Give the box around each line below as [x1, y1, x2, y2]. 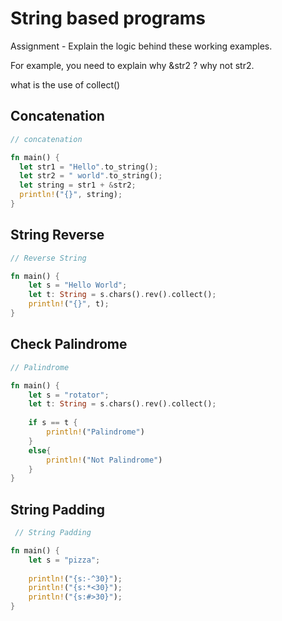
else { [28, 445, 52, 456]
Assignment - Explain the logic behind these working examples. [10, 40, 273, 52]
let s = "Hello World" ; [28, 280, 128, 291]
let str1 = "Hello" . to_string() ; [19, 162, 159, 172]
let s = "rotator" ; [28, 390, 110, 400]
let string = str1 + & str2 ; [19, 180, 137, 191]
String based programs [10, 7, 207, 30]
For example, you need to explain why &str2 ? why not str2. [10, 59, 255, 71]
